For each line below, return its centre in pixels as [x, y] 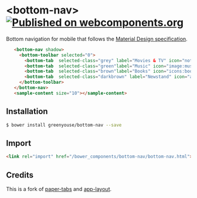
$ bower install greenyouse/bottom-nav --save [64, 125]
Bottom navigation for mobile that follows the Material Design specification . [97, 39]
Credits [20, 175]
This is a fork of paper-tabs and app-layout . [59, 189]
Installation [27, 112]
